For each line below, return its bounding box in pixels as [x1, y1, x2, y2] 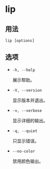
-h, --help [12, 67, 35, 72]
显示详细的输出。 [12, 117, 48, 123]
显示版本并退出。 [12, 97, 48, 103]
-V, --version [12, 87, 42, 93]
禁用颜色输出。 [12, 158, 43, 164]
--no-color [12, 148, 35, 153]
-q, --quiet [12, 128, 37, 133]
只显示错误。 [12, 137, 39, 143]
